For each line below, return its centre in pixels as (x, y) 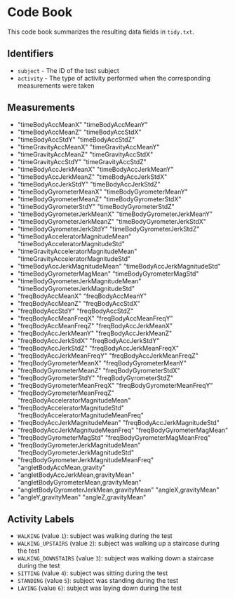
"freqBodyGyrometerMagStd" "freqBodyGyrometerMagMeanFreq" (114, 437)
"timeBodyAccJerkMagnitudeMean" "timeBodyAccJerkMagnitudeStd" (119, 266)
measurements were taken (56, 86)
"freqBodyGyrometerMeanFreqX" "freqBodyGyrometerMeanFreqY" (115, 385)
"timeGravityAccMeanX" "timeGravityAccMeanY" (88, 147)
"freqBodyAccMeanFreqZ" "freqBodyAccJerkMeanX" (95, 325)
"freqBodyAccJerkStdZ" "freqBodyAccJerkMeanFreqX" (98, 348)
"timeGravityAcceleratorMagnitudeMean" (77, 251)
